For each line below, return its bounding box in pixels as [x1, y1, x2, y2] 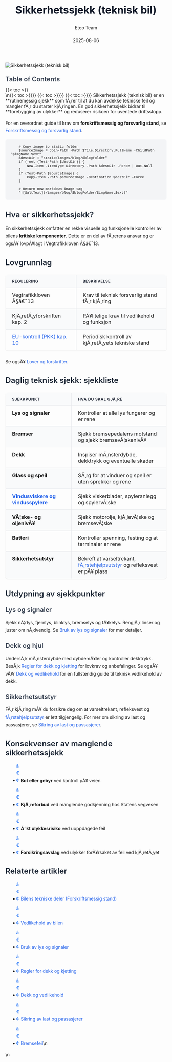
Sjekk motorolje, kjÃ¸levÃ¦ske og [78, 514, 155, 521]
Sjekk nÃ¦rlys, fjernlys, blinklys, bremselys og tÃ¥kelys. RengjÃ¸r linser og [5, 620, 160, 626]
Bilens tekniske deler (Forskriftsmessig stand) [20, 895, 117, 902]
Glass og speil [12, 472, 48, 479]
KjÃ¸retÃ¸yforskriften [12, 312, 61, 319]
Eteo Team [75, 25, 97, 31]
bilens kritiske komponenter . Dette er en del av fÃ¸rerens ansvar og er [5, 233, 154, 239]
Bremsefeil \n [20, 1040, 48, 1046]
